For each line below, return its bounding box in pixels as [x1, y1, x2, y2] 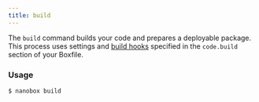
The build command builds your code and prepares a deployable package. [8, 33, 252, 42]
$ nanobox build [8, 87, 61, 95]
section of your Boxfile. [8, 49, 84, 59]
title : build [8, 11, 51, 20]
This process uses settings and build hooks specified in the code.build [8, 41, 239, 51]
